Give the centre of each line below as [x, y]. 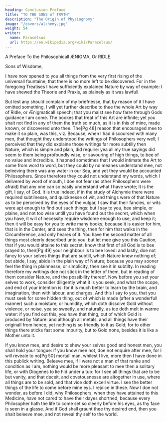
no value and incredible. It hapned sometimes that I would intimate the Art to [83, 160]
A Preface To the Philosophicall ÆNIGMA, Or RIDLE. [59, 56]
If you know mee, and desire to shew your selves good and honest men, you [83, 345]
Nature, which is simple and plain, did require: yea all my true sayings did [80, 149]
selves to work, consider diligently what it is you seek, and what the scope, [82, 282]
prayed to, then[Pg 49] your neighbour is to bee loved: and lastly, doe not [81, 250]
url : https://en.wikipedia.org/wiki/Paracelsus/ [61, 42]
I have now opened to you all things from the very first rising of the [74, 76]
